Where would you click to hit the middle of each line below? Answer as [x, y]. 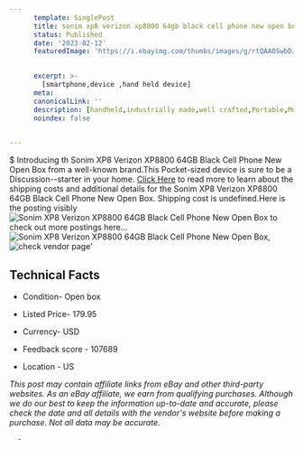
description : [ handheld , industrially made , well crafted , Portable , [161, 109]
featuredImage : [62, 51]
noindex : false [62, 118]
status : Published [68, 34]
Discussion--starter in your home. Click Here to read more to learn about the [151, 179]
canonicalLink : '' [68, 101]
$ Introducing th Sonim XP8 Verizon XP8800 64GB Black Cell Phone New [146, 160]
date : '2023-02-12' [69, 43]
